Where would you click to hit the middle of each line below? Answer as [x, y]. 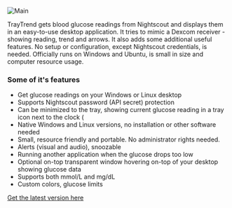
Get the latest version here [46, 198]
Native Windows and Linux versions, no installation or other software [117, 125]
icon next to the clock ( [50, 117]
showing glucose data [49, 169]
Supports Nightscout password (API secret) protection [96, 102]
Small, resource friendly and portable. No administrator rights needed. [119, 139]
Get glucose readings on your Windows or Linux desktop [100, 95]
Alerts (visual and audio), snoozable [69, 147]
